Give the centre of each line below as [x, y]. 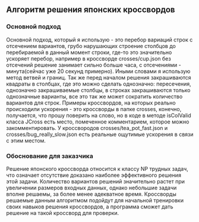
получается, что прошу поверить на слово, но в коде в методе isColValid [99, 115]
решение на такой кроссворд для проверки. [63, 213]
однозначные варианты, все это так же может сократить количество [94, 96]
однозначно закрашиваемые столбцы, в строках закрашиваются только [98, 90]
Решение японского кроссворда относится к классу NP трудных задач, [97, 169]
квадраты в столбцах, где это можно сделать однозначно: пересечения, [99, 84]
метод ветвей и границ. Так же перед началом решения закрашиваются [99, 77]
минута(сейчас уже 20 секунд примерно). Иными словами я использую [98, 71]
